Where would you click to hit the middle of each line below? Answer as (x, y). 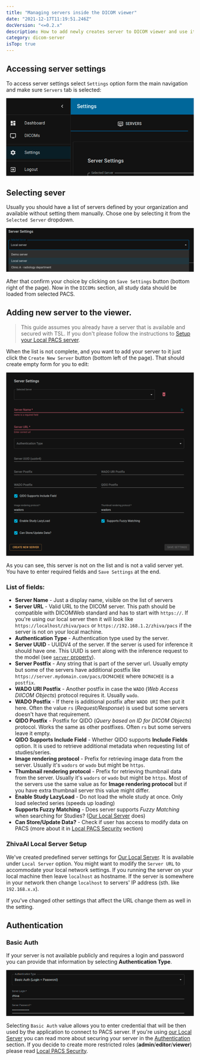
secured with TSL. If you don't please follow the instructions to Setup (105, 333)
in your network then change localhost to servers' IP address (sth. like (93, 882)
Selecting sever (36, 193)
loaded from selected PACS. (41, 294)
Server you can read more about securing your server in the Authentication (98, 1038)
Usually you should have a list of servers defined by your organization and (97, 207)
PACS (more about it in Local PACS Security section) (79, 829)
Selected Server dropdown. (40, 219)
